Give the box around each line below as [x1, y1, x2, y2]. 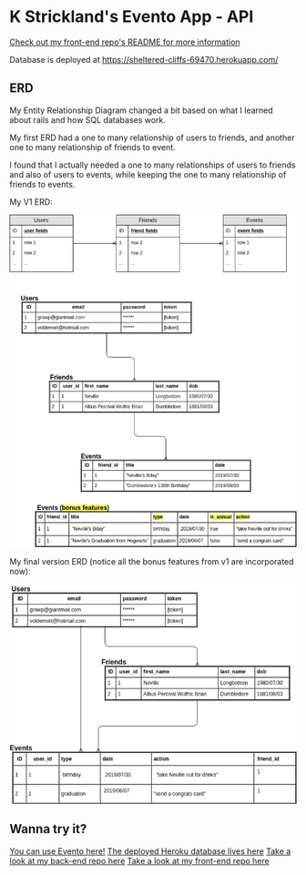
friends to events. [9, 178, 76, 189]
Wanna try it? [9, 821, 87, 837]
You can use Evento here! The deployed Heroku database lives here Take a [9, 845, 291, 857]
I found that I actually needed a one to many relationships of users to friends [9, 159, 296, 170]
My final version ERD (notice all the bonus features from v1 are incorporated [9, 555, 294, 566]
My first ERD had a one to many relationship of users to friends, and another [9, 132, 295, 143]
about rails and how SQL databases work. [9, 114, 167, 125]
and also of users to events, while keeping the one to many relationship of [9, 168, 287, 179]
